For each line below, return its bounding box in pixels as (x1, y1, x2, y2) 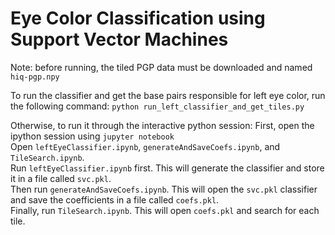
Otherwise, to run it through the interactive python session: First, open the (10, 119, 315, 131)
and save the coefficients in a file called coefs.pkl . (10, 193, 220, 206)
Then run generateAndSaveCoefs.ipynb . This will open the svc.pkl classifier (10, 183, 318, 195)
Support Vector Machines (10, 28, 229, 51)
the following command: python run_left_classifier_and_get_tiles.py (10, 100, 305, 112)
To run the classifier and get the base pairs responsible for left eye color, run (10, 89, 326, 101)
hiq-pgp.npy (10, 72, 60, 82)
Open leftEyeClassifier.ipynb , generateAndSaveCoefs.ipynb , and (10, 140, 281, 152)
